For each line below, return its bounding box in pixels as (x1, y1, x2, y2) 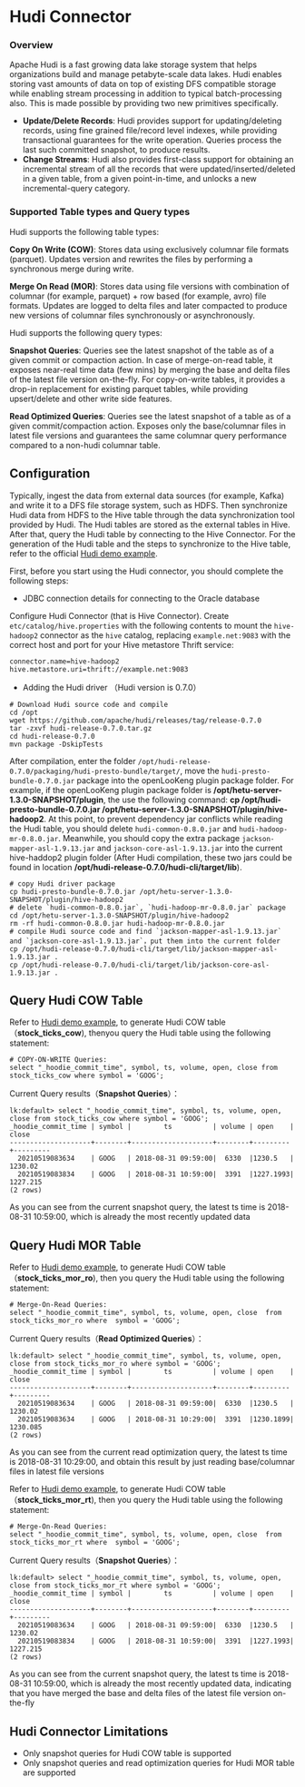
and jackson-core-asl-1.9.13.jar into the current (96, 842, 283, 853)
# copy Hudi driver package (9, 879, 116, 889)
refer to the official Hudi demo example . (9, 547, 158, 559)
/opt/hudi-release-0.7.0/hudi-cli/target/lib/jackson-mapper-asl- (21, 944, 279, 954)
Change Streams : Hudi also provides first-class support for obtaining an (22, 154, 294, 165)
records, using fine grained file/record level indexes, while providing (22, 125, 278, 136)
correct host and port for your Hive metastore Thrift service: (9, 639, 234, 650)
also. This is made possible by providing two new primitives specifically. (9, 98, 279, 109)
